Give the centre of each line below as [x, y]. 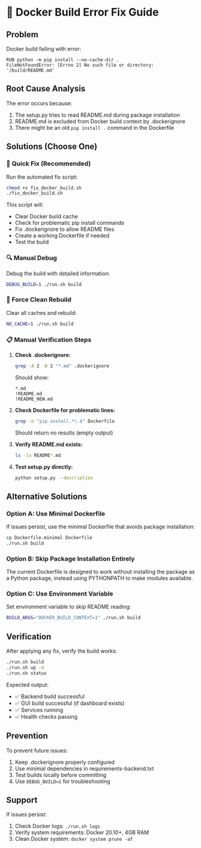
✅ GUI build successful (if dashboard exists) [70, 703]
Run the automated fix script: [42, 177]
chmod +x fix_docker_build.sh [44, 188]
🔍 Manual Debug [31, 258]
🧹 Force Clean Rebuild [39, 300]
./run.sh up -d [25, 667]
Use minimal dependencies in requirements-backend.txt [84, 768]
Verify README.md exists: [49, 444]
